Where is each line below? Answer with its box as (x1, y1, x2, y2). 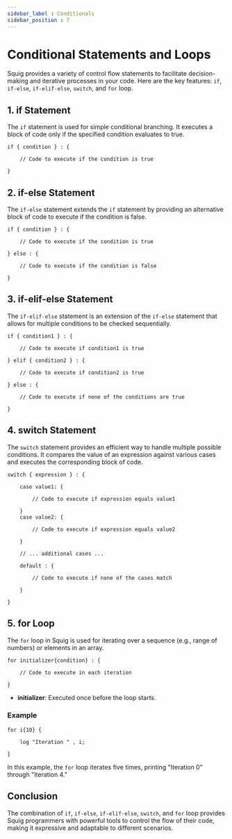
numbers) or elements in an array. (7, 643, 104, 651)
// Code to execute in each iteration (19, 669, 132, 676)
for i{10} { (7, 726, 42, 733)
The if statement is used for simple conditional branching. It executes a (7, 123, 213, 131)
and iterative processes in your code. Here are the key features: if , (29, 77, 222, 85)
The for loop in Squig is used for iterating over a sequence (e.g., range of (7, 636, 217, 645)
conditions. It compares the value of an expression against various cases (7, 450, 217, 458)
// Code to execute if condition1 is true (19, 344, 144, 351)
